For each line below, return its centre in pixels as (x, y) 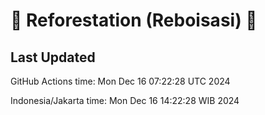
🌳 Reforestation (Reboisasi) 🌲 (134, 20)
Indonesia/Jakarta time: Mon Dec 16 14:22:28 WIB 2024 (125, 100)
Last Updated (53, 57)
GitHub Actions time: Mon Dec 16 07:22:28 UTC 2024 (120, 81)
